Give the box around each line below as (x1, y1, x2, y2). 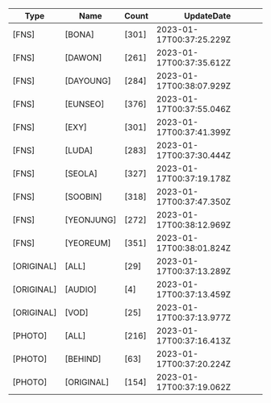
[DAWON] (64, 52, 102, 63)
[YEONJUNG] (64, 214, 117, 225)
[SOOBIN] (64, 191, 102, 202)
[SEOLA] (64, 168, 98, 179)
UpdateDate (184, 10, 231, 21)
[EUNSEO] (64, 98, 105, 110)
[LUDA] (64, 145, 94, 156)
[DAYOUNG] (64, 76, 111, 86)
